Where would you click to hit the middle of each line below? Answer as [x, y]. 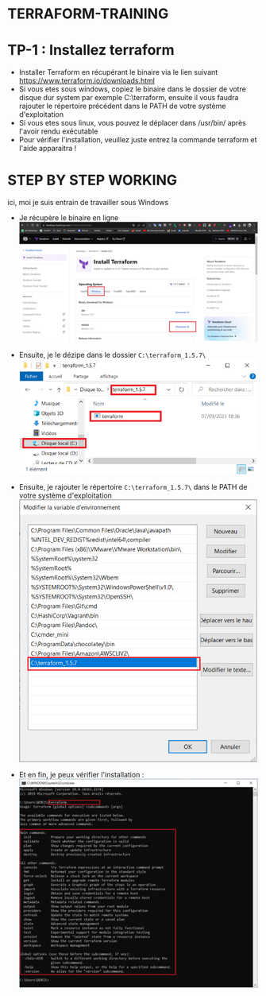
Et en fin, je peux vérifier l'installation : [81, 775]
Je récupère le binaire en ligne [69, 218]
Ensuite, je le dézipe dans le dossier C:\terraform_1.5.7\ [112, 355]
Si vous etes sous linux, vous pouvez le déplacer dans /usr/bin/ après [133, 123]
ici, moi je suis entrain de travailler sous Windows [88, 203]
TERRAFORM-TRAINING [88, 14]
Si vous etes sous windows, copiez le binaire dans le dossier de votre [133, 89]
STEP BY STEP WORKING [93, 180]
